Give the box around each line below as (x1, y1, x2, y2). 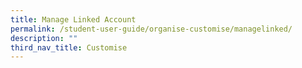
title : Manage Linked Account (10, 14, 137, 25)
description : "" (10, 33, 78, 43)
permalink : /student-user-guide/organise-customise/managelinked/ (10, 24, 293, 34)
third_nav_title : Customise (10, 42, 128, 53)
